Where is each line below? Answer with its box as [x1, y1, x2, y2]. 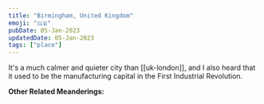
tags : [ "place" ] [8, 41, 62, 49]
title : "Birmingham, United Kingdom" [8, 11, 134, 20]
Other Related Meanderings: [8, 87, 104, 96]
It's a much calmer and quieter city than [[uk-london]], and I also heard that [8, 63, 256, 72]
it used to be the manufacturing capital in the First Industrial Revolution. [8, 71, 243, 81]
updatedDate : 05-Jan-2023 [8, 33, 94, 42]
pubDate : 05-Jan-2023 [8, 26, 81, 34]
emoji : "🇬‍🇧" [8, 19, 52, 27]
